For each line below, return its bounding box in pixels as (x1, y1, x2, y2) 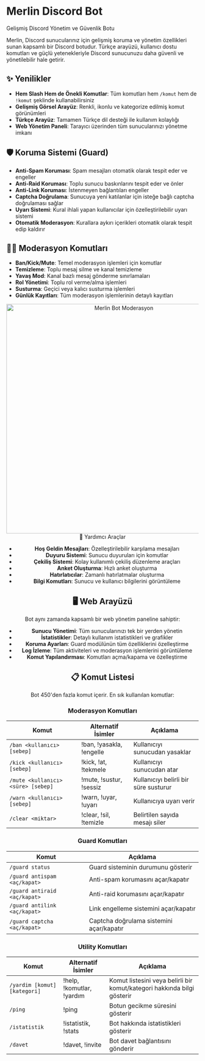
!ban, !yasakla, (81, 740, 123, 749)
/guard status (9, 863, 51, 871)
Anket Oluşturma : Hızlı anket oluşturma (57, 564, 157, 572)
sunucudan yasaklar (133, 748, 192, 757)
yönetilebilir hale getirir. (6, 56, 65, 63)
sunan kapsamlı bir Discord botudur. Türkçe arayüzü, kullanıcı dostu (6, 43, 177, 50)
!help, (63, 976, 79, 984)
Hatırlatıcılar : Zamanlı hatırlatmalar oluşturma (49, 571, 165, 579)
